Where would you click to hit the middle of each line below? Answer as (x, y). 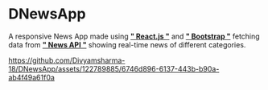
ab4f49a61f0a (31, 77)
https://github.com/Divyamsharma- (67, 60)
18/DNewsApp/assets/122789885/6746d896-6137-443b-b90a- (114, 68)
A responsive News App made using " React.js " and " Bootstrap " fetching (134, 36)
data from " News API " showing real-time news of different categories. (127, 44)
